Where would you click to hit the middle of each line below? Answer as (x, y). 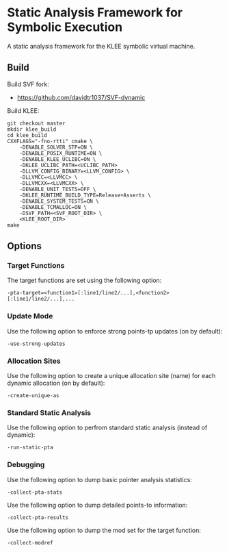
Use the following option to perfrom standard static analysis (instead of (107, 428)
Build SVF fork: (28, 84)
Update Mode (30, 316)
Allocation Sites (34, 361)
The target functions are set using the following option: (84, 280)
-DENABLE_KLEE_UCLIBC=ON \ (58, 159)
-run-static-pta (30, 448)
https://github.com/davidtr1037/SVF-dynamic (81, 97)
